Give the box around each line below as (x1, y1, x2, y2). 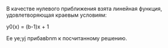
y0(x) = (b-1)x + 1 (6, 23, 49, 30)
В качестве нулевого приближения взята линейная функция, (6, 5, 163, 12)
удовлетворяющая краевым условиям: (6, 11, 107, 19)
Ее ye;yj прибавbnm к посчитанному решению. (6, 35, 128, 41)
